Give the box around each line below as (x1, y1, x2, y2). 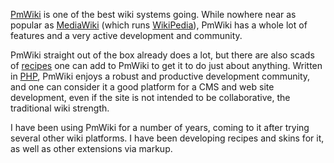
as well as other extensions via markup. (10, 143, 173, 154)
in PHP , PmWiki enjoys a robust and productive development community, (10, 70, 311, 82)
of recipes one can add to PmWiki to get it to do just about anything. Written (10, 60, 323, 71)
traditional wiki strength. (10, 102, 110, 114)
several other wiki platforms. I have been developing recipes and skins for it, (10, 132, 325, 144)
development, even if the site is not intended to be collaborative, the (10, 92, 291, 103)
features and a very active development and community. (10, 30, 243, 41)
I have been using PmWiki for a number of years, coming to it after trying (10, 122, 310, 133)
